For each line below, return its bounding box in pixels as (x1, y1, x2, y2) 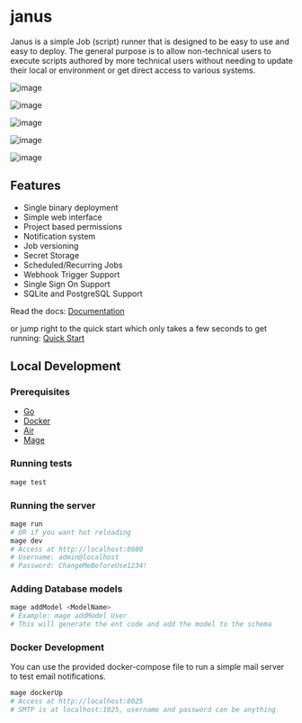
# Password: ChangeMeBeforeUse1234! (10, 561, 147, 571)
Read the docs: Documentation (10, 305, 125, 316)
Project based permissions (22, 221, 122, 231)
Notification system (22, 230, 96, 241)
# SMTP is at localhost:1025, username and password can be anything (10, 705, 277, 715)
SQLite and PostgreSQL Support (22, 288, 143, 299)
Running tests (10, 457, 73, 470)
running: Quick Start (10, 332, 84, 343)
